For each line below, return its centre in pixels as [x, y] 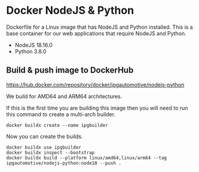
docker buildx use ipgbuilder [44, 147]
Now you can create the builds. [45, 136]
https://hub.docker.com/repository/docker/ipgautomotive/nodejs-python [95, 85]
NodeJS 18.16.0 [33, 45]
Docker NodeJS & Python [70, 10]
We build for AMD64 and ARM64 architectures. [64, 96]
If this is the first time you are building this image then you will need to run [97, 108]
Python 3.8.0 [30, 51]
